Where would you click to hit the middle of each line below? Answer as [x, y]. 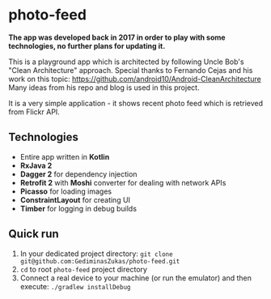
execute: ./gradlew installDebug [75, 286]
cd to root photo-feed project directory [84, 269]
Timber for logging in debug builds [78, 208]
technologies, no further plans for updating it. [87, 45]
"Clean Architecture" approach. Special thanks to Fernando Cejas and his [131, 70]
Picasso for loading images [66, 191]
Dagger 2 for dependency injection [78, 174]
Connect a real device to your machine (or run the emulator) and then [136, 278]
